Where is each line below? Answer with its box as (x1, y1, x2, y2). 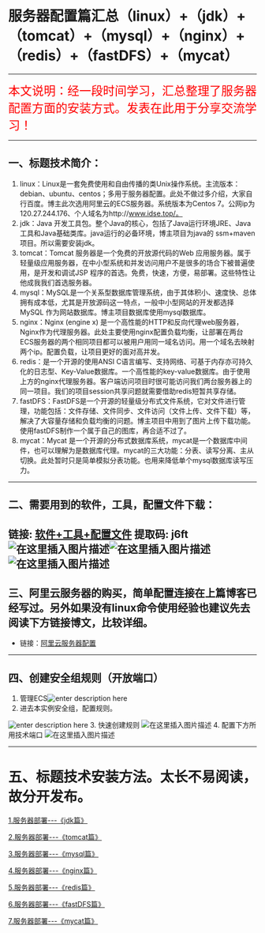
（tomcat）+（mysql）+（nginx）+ (8, 27, 246, 45)
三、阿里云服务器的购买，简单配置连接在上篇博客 (8, 586, 247, 600)
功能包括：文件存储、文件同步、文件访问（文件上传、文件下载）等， (33, 406, 255, 416)
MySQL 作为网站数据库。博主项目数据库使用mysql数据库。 (19, 307, 211, 317)
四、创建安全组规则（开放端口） (8, 671, 164, 684)
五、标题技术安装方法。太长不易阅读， (8, 768, 258, 786)
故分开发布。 (8, 788, 92, 806)
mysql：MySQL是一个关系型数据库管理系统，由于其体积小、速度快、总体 (19, 288, 257, 297)
